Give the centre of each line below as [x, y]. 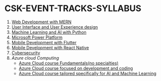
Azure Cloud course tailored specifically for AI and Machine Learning [88, 73]
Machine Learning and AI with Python [49, 32]
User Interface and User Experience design [55, 27]
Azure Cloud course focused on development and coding [76, 68]
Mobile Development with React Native [50, 48]
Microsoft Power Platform [37, 37]
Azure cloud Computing [35, 58]
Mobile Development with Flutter [44, 42]
